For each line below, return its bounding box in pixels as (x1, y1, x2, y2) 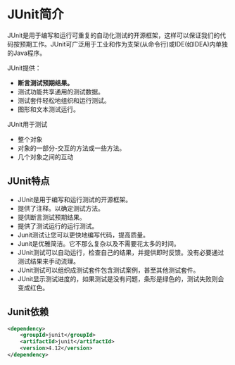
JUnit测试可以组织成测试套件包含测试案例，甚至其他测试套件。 (17, 266, 200, 274)
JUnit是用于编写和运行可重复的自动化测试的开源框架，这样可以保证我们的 (7, 31, 220, 39)
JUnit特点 (7, 175, 51, 187)
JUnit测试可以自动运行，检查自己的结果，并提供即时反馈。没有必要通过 (17, 248, 224, 256)
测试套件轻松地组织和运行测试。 (17, 96, 110, 104)
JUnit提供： (7, 63, 42, 72)
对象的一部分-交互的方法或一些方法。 (17, 144, 126, 152)
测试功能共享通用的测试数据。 (17, 87, 104, 96)
